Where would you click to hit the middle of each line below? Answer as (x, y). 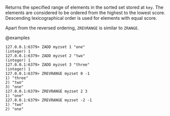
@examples (18, 38)
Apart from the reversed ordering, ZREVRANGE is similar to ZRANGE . (72, 28)
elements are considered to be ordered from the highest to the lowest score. (85, 13)
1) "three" (17, 78)
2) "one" (15, 109)
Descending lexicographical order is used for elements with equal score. (81, 18)
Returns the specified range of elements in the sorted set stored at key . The (84, 7)
